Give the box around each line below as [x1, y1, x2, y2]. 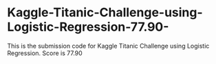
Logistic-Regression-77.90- [7, 19, 169, 35]
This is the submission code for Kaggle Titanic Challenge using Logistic [7, 42, 210, 50]
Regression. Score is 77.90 [7, 49, 83, 57]
